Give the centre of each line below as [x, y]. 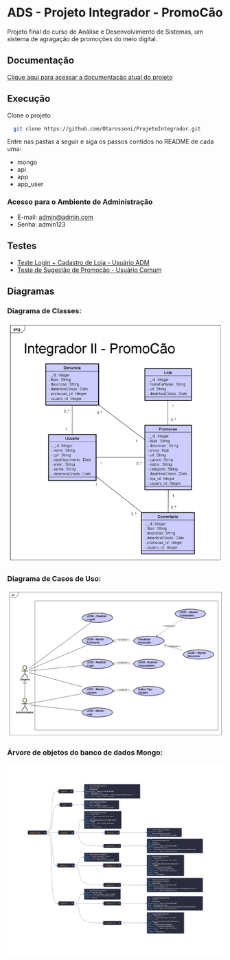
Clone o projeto [29, 115]
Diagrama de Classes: [44, 310]
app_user [30, 184]
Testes [22, 246]
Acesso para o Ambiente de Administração [80, 202]
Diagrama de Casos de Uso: [54, 578]
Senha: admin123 [42, 224]
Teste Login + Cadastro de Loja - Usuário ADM [83, 262]
